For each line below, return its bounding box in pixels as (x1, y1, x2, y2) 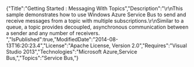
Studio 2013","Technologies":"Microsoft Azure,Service (6, 48, 138, 55)
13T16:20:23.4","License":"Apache (6, 42, 89, 49)
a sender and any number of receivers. (6, 30, 100, 37)
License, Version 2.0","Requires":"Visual (90, 42, 188, 49)
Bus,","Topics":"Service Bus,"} (6, 55, 79, 61)
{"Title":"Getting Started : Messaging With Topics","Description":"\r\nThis (6, 5, 183, 12)
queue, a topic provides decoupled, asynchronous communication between (6, 23, 189, 30)
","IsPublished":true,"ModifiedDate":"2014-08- (6, 36, 118, 43)
